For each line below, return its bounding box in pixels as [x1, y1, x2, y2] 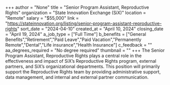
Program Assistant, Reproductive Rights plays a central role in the [5, 53, 142, 59]
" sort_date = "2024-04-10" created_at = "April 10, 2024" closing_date [17, 26, 163, 32]
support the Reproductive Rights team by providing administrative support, [5, 69, 161, 75]
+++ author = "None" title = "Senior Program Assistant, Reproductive [5, 5, 149, 10]
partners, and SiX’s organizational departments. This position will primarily [5, 63, 160, 69]
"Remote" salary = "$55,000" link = [5, 15, 79, 21]
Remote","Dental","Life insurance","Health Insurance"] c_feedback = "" [5, 42, 152, 48]
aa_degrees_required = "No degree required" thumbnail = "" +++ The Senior [5, 48, 165, 53]
